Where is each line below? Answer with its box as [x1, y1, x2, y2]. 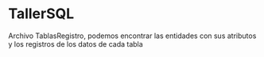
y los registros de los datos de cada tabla [8, 39, 143, 48]
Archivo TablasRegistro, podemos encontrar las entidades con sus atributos [8, 31, 257, 40]
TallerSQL [8, 5, 75, 23]
